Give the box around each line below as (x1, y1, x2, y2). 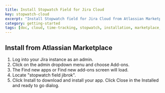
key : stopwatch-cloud (5, 12, 50, 17)
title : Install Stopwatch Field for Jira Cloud (5, 7, 105, 12)
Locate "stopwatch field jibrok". (12, 72, 76, 78)
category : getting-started (5, 21, 60, 26)
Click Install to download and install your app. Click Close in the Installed (12, 77, 159, 83)
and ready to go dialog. (12, 82, 60, 88)
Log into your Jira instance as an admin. (12, 56, 93, 62)
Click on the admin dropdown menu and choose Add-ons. (12, 62, 130, 68)
